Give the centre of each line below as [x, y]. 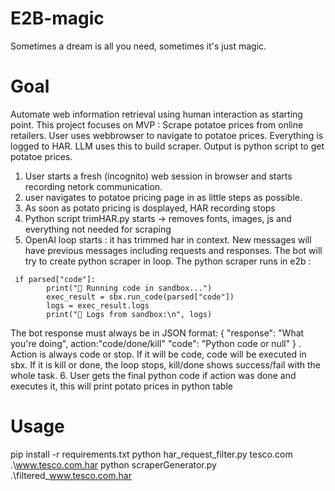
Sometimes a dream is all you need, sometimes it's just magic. [138, 46]
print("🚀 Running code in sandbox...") [129, 288]
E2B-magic [57, 18]
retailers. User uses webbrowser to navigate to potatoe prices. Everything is [167, 135]
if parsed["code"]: [55, 279]
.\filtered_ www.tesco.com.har [71, 475]
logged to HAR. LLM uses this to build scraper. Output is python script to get [167, 146]
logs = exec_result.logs [98, 305]
